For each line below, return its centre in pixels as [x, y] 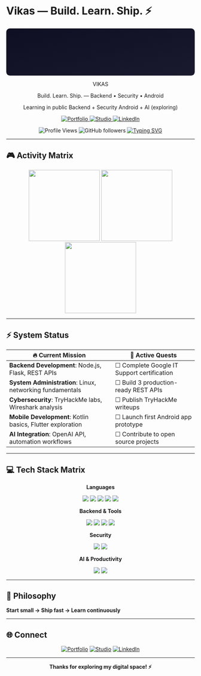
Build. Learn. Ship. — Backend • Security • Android [100, 95]
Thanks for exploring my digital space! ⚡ [100, 667]
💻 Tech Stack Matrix [46, 470]
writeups [127, 407]
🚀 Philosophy [31, 596]
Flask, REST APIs [33, 372]
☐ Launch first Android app [153, 417]
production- [161, 382]
